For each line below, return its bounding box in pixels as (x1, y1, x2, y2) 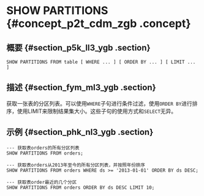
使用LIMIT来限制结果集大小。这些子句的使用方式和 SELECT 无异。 (17, 107, 177, 115)
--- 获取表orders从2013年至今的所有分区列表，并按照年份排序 (6, 162, 145, 168)
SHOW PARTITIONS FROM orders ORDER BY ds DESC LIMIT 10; (6, 184, 155, 191)
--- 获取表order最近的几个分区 (6, 179, 77, 185)
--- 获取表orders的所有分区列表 (6, 145, 80, 151)
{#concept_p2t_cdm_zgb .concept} (6, 16, 191, 31)
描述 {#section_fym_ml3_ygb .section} (6, 82, 156, 93)
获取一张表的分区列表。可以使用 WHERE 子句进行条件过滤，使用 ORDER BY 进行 (6, 100, 193, 107)
